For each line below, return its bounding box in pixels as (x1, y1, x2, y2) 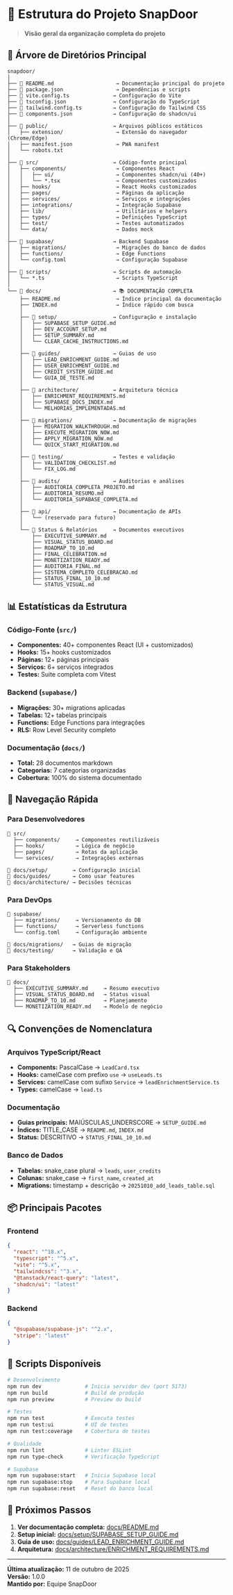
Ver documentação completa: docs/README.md (17, 1523, 159, 1531)
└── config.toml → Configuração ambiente (13, 929, 148, 936)
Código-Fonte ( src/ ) (7, 625, 77, 635)
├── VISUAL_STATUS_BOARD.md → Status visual (13, 991, 150, 998)
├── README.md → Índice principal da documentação (19, 295, 222, 302)
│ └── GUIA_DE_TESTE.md (19, 374, 95, 381)
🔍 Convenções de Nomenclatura (7, 1023, 153, 1034)
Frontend (7, 1226, 39, 1236)
